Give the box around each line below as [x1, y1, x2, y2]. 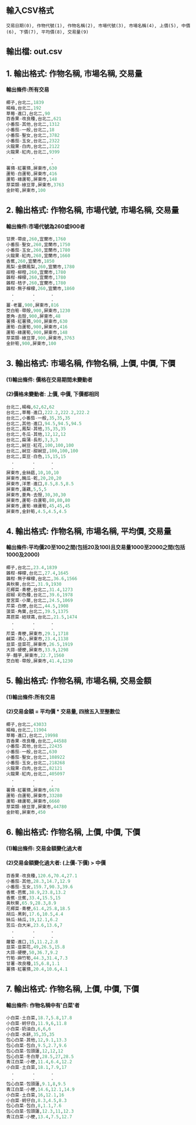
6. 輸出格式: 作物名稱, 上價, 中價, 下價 [6, 827, 141, 837]
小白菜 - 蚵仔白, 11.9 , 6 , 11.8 [6, 1020, 67, 1026]
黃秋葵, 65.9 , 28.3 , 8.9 [6, 900, 57, 906]
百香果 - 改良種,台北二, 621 [6, 116, 62, 122]
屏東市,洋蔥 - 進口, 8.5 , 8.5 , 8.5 [6, 481, 74, 487]
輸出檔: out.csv [6, 47, 63, 57]
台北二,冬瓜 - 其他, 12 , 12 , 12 [6, 432, 67, 438]
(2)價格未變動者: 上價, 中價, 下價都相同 [6, 390, 99, 397]
